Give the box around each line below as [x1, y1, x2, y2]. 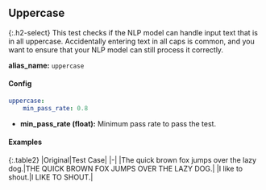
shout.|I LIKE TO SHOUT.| [8, 172, 94, 182]
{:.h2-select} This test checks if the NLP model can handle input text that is [8, 27, 258, 37]
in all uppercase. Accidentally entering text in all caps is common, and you [8, 36, 256, 46]
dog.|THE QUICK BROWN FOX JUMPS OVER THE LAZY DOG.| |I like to [8, 163, 243, 173]
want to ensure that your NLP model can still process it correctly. [8, 44, 224, 55]
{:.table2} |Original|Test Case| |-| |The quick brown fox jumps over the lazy [8, 155, 256, 164]
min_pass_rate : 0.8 [23, 104, 89, 112]
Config [8, 79, 32, 89]
